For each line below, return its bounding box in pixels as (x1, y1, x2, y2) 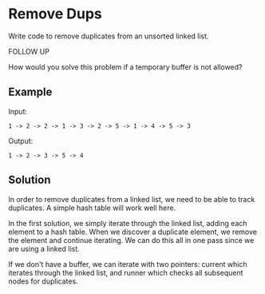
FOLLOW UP (8, 46, 50, 56)
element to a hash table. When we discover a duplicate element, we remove (8, 227, 258, 236)
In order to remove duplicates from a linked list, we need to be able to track (8, 194, 255, 204)
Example (8, 85, 53, 99)
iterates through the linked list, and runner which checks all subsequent (8, 268, 243, 277)
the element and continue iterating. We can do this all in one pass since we (8, 235, 255, 244)
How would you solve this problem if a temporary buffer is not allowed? (8, 62, 243, 72)
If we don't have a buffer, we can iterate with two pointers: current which (8, 259, 247, 268)
